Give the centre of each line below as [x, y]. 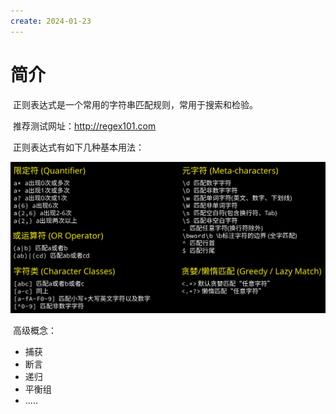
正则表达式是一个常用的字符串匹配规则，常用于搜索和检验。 [135, 104]
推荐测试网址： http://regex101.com [84, 126]
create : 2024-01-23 [51, 21]
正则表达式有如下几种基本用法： [78, 147]
